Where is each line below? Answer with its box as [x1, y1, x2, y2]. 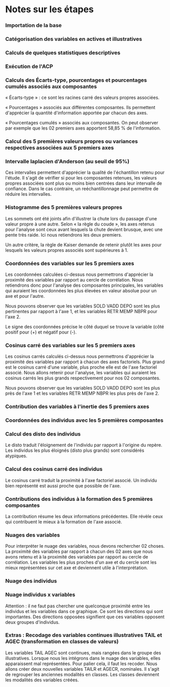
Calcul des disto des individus [5, 430, 81, 438]
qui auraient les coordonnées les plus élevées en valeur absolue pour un [5, 287, 157, 294]
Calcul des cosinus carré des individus [5, 466, 103, 473]
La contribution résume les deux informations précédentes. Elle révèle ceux [5, 514, 163, 520]
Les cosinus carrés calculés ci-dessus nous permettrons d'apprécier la [5, 353, 154, 360]
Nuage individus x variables [5, 591, 76, 598]
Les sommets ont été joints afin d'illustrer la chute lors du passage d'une [5, 215, 157, 221]
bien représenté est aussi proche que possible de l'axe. [5, 482, 121, 489]
